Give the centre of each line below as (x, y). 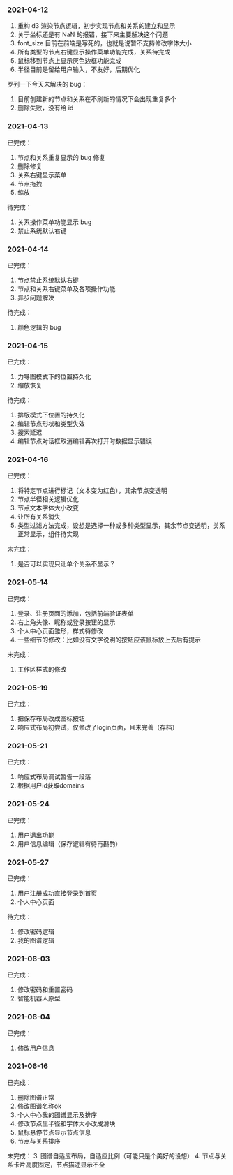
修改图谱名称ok (39, 1106)
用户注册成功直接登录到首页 (57, 893)
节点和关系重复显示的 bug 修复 (61, 157)
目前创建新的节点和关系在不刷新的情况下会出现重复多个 (97, 99)
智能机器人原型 (39, 998)
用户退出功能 (36, 835)
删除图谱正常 (36, 1097)
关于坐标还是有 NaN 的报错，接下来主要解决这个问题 (93, 35)
